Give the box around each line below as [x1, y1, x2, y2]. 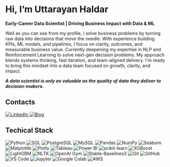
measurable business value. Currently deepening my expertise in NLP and [5, 46, 161, 52]
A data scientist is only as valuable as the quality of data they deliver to [5, 78, 161, 84]
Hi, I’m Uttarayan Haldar [5, 4, 109, 15]
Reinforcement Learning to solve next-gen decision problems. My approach [5, 52, 165, 58]
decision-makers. [5, 83, 44, 89]
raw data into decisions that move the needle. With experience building [5, 36, 155, 42]
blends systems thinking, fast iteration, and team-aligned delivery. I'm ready [5, 57, 165, 63]
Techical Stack [5, 126, 54, 135]
